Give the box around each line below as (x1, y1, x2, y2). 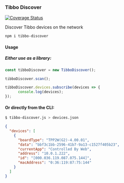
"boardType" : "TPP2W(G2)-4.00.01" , (17, 137, 90, 142)
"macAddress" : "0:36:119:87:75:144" (17, 160, 92, 165)
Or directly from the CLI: (5, 104, 55, 110)
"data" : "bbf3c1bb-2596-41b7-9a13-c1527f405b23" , (17, 142, 120, 147)
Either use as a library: (5, 55, 52, 61)
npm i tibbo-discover (5, 33, 49, 39)
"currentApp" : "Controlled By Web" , (17, 147, 92, 151)
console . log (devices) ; (17, 89, 64, 95)
